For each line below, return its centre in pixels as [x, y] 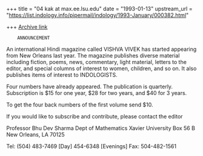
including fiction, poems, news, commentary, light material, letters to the [96, 62]
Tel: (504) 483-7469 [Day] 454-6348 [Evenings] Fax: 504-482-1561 [92, 146]
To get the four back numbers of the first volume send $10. [80, 105]
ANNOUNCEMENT [34, 38]
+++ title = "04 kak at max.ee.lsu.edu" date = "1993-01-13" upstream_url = [99, 9]
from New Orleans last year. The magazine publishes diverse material [93, 56]
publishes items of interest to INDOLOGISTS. [62, 75]
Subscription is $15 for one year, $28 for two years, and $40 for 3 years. [97, 93]
